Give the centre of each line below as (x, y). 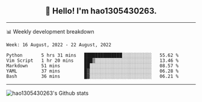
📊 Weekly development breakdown (50, 31)
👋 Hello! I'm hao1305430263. (101, 11)
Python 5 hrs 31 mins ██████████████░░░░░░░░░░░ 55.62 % (93, 55)
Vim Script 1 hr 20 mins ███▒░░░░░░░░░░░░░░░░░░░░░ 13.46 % (93, 61)
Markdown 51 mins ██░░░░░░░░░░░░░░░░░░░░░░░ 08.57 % (93, 66)
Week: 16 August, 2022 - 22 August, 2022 (59, 45)
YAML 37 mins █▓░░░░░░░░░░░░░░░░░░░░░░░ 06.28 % (93, 71)
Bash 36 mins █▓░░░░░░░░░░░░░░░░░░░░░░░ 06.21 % (93, 76)
